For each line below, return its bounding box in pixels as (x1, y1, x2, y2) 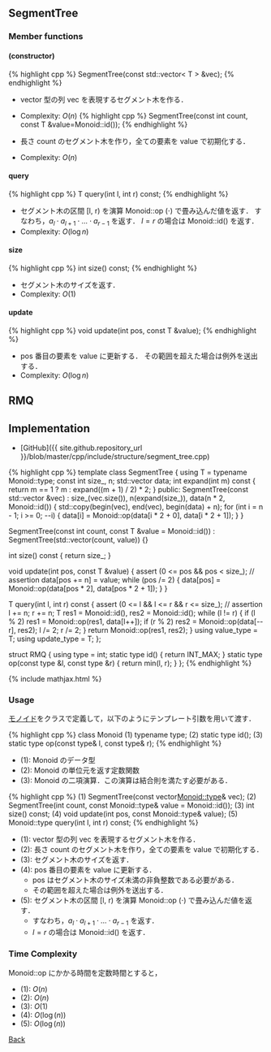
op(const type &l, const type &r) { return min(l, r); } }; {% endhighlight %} (8, 658, 252, 669)
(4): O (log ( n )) (19, 1010, 67, 1020)
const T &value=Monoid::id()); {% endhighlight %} (19, 119, 188, 129)
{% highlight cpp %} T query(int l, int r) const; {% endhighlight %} (8, 188, 229, 198)
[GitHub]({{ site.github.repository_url (19, 443, 143, 453)
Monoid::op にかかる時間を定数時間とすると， (8, 968, 162, 977)
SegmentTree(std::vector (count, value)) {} (8, 535, 148, 545)
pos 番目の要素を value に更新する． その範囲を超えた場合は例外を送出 (19, 351, 258, 361)
